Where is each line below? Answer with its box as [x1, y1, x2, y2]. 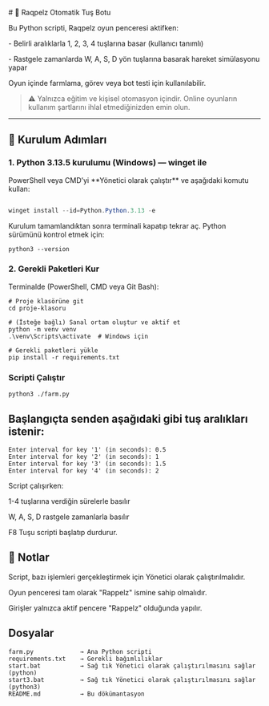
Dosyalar [8, 627, 54, 640]
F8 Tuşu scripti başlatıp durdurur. [8, 527, 118, 537]
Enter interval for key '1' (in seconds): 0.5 [8, 445, 167, 453]
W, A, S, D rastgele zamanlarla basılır [8, 512, 130, 521]
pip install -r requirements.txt [8, 353, 120, 361]
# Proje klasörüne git [8, 297, 84, 305]
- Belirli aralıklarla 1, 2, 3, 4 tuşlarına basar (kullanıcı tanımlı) [8, 39, 204, 48]
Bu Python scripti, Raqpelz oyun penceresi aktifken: [8, 23, 179, 32]
